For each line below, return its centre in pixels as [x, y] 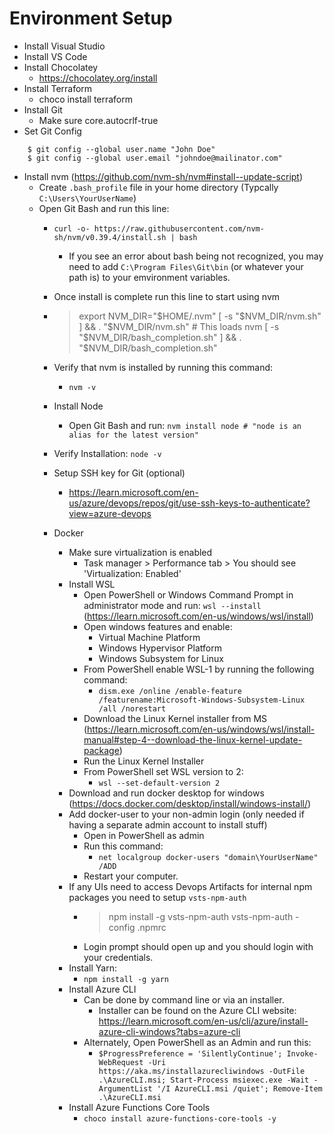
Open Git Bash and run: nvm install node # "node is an [185, 425]
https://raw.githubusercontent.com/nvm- [179, 228]
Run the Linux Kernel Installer [144, 761]
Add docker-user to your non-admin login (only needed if [186, 814]
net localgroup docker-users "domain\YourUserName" [208, 857]
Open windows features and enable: [158, 626]
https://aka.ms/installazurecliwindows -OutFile [202, 1071]
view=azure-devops [110, 513]
